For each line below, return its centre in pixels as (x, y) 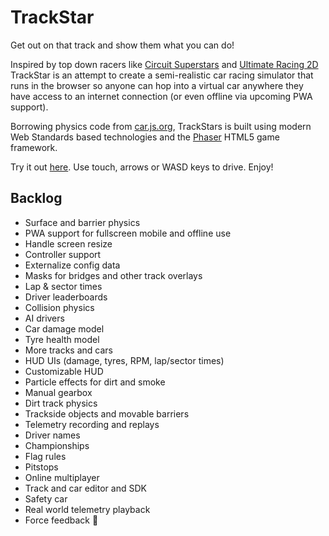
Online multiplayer (62, 477)
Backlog (36, 198)
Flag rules (45, 456)
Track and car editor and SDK (85, 488)
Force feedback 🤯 (61, 520)
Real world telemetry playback (87, 509)
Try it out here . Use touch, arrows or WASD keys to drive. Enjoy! (142, 167)
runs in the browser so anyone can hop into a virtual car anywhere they (157, 85)
